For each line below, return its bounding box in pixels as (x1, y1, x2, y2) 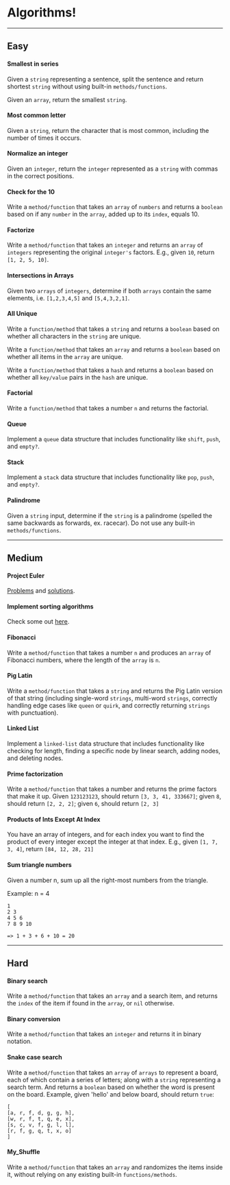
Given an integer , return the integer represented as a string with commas (7, 164, 218, 173)
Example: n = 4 (7, 889, 50, 897)
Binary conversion (7, 1014, 60, 1023)
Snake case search (7, 1053, 63, 1061)
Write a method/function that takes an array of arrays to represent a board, (7, 1068, 219, 1077)
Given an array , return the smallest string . (7, 95, 127, 103)
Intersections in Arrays (7, 271, 74, 279)
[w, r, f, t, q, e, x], (7, 1115, 75, 1122)
